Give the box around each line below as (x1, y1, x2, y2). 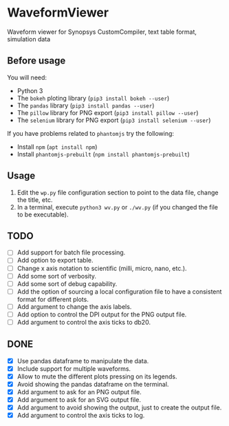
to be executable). (17, 210, 69, 219)
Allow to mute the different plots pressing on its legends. (17, 372, 177, 381)
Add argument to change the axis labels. (17, 302, 132, 311)
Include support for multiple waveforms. (17, 364, 131, 373)
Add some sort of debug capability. (17, 279, 118, 287)
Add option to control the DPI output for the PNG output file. (17, 310, 187, 318)
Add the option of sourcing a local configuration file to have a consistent (17, 287, 222, 296)
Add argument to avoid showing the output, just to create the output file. (17, 403, 222, 412)
